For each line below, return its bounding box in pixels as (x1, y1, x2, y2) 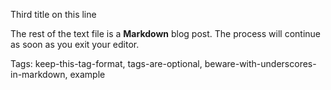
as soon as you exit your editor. (10, 39, 140, 50)
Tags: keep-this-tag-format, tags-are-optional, (10, 58, 203, 69)
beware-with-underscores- (204, 58, 317, 69)
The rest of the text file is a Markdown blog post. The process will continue (10, 28, 321, 39)
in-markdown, (10, 69, 68, 80)
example (69, 69, 106, 80)
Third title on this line (10, 9, 97, 20)
